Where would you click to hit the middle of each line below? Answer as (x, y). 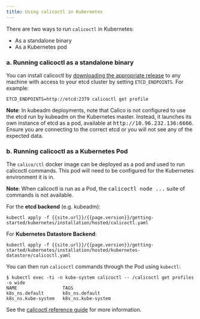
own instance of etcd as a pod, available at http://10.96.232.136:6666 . (100, 123)
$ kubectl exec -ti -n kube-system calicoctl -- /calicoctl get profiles (100, 278)
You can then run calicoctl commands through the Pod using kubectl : (93, 267)
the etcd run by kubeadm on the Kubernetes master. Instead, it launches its (99, 116)
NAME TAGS (40, 288)
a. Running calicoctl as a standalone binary (70, 62)
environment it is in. (31, 177)
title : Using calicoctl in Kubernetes (54, 12)
